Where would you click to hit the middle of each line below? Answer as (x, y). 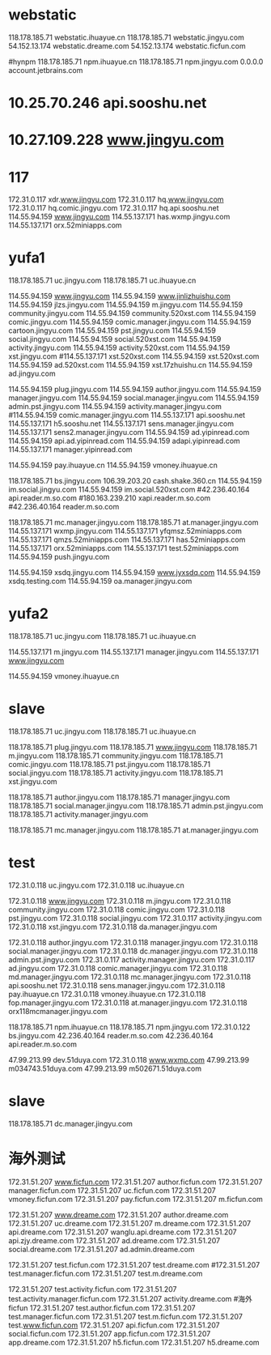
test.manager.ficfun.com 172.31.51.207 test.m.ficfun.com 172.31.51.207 (125, 1316)
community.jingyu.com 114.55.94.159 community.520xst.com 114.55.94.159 (132, 313)
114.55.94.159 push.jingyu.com (59, 557)
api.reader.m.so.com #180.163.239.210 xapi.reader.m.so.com (110, 498)
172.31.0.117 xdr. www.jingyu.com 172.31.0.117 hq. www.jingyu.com (116, 199)
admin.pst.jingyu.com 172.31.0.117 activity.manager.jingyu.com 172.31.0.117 (132, 960)
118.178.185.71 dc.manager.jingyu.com (71, 1123)
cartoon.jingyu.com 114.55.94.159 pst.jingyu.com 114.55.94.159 (112, 330)
